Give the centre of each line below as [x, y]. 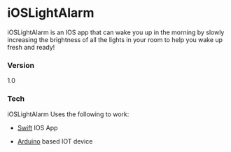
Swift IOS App [37, 127]
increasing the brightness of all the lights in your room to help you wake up [115, 39]
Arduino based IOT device [55, 141]
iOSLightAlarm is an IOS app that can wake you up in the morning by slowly [116, 32]
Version [21, 65]
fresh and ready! [31, 47]
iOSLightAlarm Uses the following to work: [68, 114]
